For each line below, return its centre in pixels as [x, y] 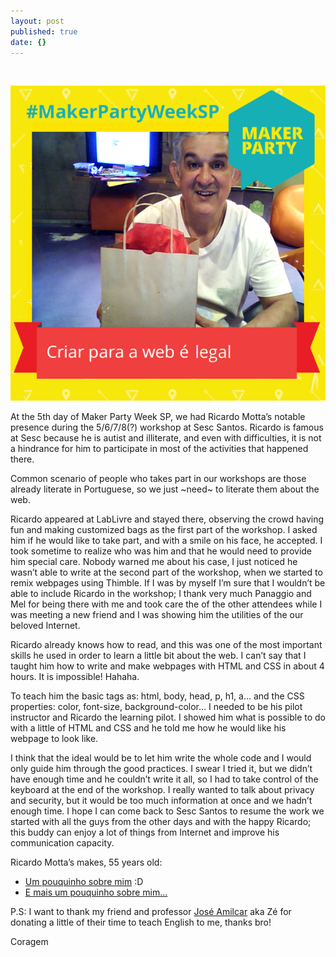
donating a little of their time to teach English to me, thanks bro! [141, 922]
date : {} [28, 42]
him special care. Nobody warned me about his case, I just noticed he [154, 562]
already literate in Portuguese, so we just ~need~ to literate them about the [165, 489]
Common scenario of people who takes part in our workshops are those [158, 479]
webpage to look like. [54, 739]
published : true [44, 31]
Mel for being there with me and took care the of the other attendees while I [166, 604]
